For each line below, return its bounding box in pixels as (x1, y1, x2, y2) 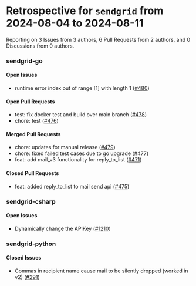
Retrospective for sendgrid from (6, 4, 164, 18)
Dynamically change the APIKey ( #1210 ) (14, 225, 111, 232)
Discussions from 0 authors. (6, 42, 75, 49)
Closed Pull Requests (6, 170, 59, 177)
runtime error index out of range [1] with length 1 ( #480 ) (14, 85, 150, 92)
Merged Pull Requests (6, 130, 61, 137)
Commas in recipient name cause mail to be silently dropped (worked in (14, 267, 188, 274)
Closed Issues (6, 254, 42, 261)
